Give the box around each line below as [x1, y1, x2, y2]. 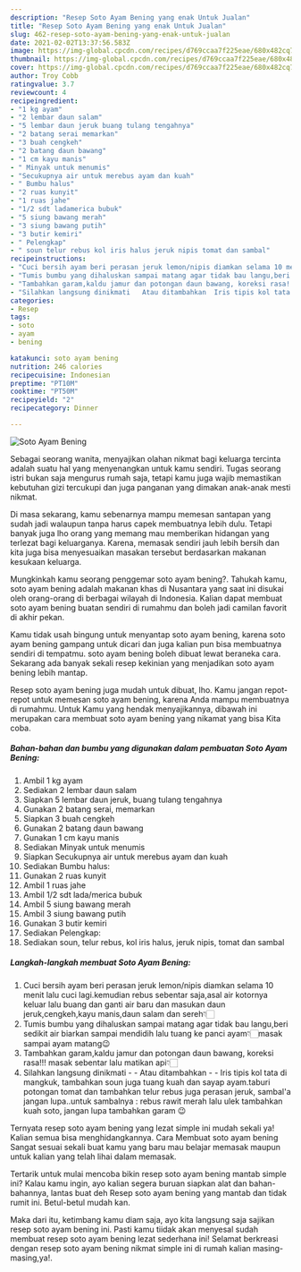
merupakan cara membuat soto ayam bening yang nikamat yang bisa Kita [10, 713, 280, 723]
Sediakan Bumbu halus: [22, 860, 111, 871]
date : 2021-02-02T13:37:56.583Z [10, 38, 130, 47]
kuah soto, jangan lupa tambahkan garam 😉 [22, 1105, 187, 1115]
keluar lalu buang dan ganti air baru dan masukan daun [22, 999, 226, 1010]
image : [10, 47, 35, 55]
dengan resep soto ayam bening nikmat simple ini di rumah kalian [10, 1242, 251, 1253]
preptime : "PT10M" [10, 379, 79, 388]
